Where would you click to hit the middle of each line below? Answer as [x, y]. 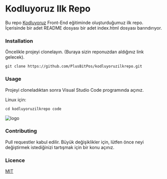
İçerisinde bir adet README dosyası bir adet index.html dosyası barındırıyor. [83, 28]
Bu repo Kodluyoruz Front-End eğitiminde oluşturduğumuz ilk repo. [74, 23]
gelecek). [15, 57]
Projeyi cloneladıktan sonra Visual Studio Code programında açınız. [74, 90]
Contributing [21, 131]
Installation [19, 41]
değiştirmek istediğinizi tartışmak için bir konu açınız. [60, 147]
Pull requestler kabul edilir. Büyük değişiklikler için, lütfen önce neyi [74, 142]
